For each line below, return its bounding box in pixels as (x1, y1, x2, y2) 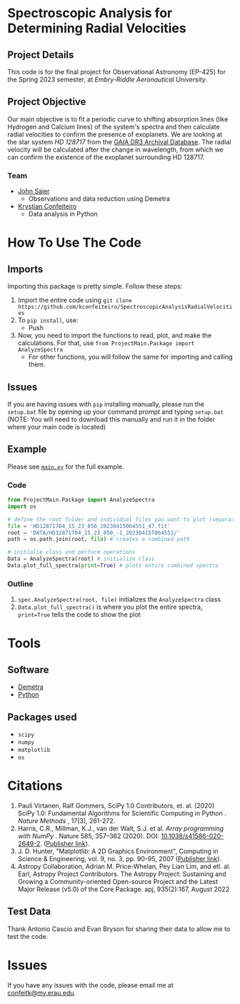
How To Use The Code (7, 234, 141, 251)
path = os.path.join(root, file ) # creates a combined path (7, 536, 191, 543)
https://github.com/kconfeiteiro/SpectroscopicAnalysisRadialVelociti (17, 304, 233, 311)
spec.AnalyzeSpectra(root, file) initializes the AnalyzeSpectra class (17, 595, 221, 604)
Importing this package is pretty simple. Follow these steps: (7, 282, 183, 291)
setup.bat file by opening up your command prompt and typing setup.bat (7, 407, 224, 416)
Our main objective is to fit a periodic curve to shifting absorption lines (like (7, 114, 229, 123)
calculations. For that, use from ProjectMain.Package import (17, 339, 195, 347)
